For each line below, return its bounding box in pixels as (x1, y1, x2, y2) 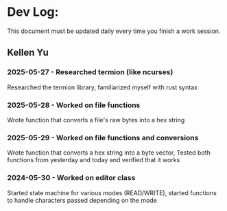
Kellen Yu (7, 47, 49, 58)
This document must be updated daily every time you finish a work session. (7, 27, 221, 35)
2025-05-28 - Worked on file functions (7, 100, 141, 110)
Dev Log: (7, 4, 59, 20)
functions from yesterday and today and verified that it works (7, 156, 180, 164)
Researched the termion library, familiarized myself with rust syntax (7, 83, 198, 91)
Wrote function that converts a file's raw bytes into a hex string (7, 115, 185, 124)
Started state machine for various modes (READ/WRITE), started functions (7, 188, 217, 197)
